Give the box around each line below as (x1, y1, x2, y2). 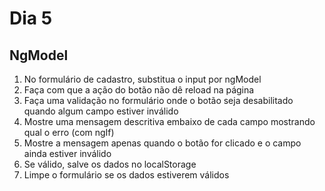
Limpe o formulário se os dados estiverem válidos (23, 169, 230, 181)
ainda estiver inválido (23, 148, 112, 159)
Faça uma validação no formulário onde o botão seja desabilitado (23, 95, 294, 106)
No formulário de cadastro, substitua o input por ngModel (23, 73, 262, 85)
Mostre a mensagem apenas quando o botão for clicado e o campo (23, 137, 302, 149)
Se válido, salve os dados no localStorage (23, 158, 197, 170)
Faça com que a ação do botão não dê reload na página (23, 84, 255, 96)
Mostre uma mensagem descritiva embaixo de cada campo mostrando (23, 116, 316, 127)
